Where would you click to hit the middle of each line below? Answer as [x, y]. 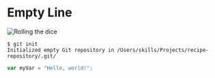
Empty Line [40, 13]
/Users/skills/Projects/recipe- [163, 50]
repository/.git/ [32, 56]
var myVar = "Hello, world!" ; [50, 68]
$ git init [23, 44]
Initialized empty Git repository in [61, 50]
